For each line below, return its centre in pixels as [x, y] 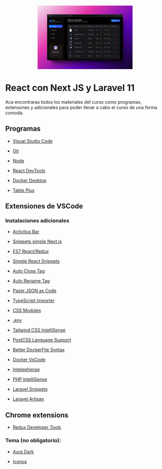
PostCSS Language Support [42, 340]
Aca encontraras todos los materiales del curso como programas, [73, 102]
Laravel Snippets [30, 389]
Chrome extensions [37, 415]
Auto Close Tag [29, 271]
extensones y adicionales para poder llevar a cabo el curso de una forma [81, 107]
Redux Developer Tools [37, 427]
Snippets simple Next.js [37, 241]
